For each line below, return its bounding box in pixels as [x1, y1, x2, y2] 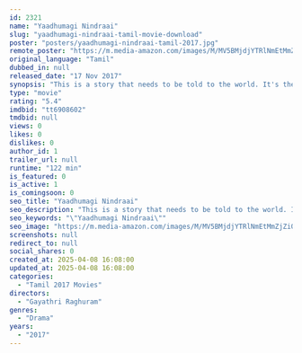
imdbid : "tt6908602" [9, 105, 87, 114]
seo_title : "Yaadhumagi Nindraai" [9, 197, 139, 207]
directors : [9, 288, 50, 297]
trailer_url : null [9, 154, 78, 164]
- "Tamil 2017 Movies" [17, 280, 102, 289]
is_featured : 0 [9, 172, 67, 181]
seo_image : [9, 222, 50, 231]
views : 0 [9, 122, 42, 131]
